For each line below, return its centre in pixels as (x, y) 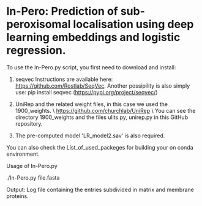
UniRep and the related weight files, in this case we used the (92, 104)
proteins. (17, 196)
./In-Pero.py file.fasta (33, 177)
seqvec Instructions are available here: (64, 79)
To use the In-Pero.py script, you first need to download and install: (91, 67)
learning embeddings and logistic (93, 37)
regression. (36, 51)
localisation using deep (133, 24)
